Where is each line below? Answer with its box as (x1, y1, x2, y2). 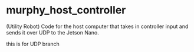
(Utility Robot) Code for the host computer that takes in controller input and (6, 23, 189, 30)
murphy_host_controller (6, 4, 126, 17)
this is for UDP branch (6, 40, 60, 47)
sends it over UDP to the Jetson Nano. (6, 29, 99, 36)
